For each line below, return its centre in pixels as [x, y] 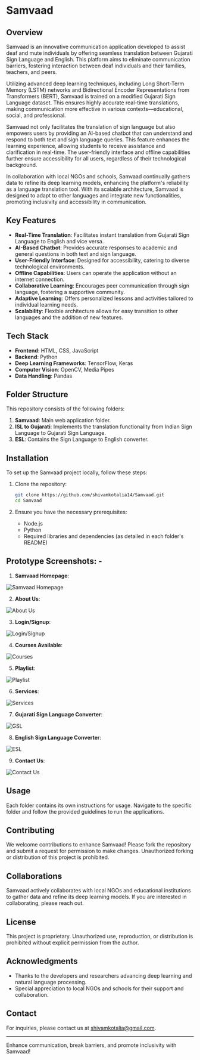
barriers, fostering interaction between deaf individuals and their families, [96, 66]
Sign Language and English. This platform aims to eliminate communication [98, 59]
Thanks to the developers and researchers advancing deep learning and [103, 975]
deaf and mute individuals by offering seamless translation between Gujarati [100, 53]
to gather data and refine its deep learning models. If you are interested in [97, 897]
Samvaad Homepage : [42, 576]
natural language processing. [51, 982]
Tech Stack [27, 336]
